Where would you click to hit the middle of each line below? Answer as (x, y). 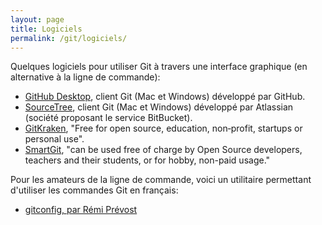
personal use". (54, 139)
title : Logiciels (46, 29)
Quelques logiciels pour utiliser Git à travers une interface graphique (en (159, 67)
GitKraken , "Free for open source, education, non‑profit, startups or (163, 128)
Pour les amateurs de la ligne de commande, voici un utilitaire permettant (161, 180)
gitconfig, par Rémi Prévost (81, 210)
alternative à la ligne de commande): (85, 77)
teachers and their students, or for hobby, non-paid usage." (147, 160)
